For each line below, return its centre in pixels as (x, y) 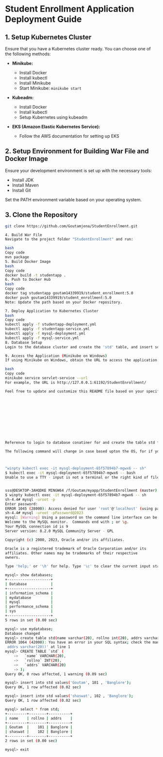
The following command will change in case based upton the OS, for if (79, 451)
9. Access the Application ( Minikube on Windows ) (56, 356)
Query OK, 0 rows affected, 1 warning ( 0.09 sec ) (56, 674)
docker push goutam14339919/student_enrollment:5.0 (58, 298)
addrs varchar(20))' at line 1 (39, 647)
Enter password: (21, 504)
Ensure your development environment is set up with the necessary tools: (78, 170)
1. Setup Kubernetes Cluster (48, 37)
